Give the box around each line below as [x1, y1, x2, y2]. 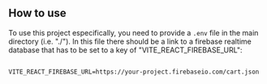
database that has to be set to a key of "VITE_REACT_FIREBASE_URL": [8, 44, 243, 55]
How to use [8, 6, 67, 20]
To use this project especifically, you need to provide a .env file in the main [8, 27, 259, 37]
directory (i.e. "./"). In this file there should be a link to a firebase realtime [8, 36, 252, 46]
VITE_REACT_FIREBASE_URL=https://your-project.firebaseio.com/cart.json [8, 68, 260, 76]
